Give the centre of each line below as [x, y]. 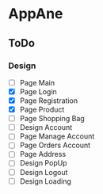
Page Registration [48, 101]
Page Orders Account [55, 145]
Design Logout [44, 172]
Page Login [38, 91]
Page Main [37, 82]
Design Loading [45, 181]
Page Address [43, 154]
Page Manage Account [57, 136]
